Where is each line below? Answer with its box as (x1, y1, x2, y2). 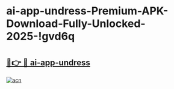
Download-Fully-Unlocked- (6, 17, 146, 30)
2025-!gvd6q (6, 30, 75, 43)
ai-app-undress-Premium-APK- (6, 4, 169, 18)
